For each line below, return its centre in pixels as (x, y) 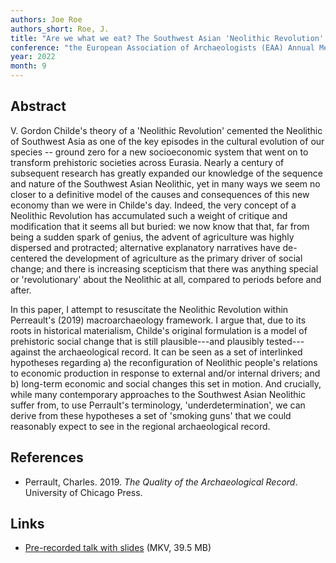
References (47, 457)
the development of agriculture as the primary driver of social (176, 258)
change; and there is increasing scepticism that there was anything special (164, 268)
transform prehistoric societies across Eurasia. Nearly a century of (147, 162)
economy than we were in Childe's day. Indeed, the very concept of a (153, 205)
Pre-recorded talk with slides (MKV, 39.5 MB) (118, 548)
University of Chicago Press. (83, 492)
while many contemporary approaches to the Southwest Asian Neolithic (158, 394)
